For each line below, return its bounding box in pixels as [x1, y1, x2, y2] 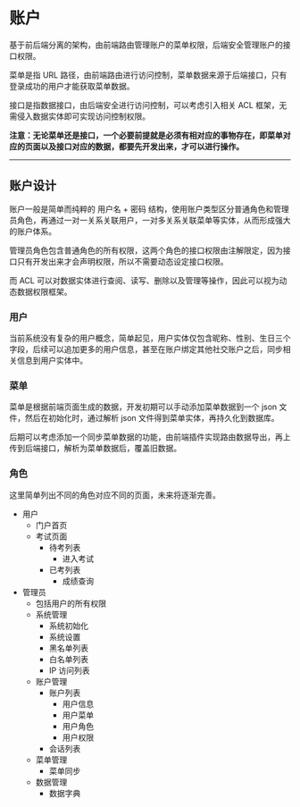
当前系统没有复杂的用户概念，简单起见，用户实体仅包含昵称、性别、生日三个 [9, 332, 291, 344]
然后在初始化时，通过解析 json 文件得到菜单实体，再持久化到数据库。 [24, 413, 279, 424]
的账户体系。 [9, 225, 56, 237]
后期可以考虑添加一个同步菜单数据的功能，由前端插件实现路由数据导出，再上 [9, 432, 291, 442]
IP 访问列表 [48, 665, 91, 676]
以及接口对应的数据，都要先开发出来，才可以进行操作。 [39, 140, 244, 152]
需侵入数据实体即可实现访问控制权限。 [9, 111, 150, 122]
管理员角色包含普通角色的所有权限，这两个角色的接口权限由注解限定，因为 [9, 245, 283, 256]
